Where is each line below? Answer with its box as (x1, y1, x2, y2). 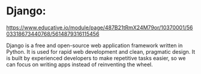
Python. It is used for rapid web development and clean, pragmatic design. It (6, 48, 196, 55)
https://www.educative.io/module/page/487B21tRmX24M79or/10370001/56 (6, 24, 193, 31)
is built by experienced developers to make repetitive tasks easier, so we (6, 54, 186, 61)
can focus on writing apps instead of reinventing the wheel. (6, 61, 153, 68)
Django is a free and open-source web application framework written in (6, 42, 183, 49)
